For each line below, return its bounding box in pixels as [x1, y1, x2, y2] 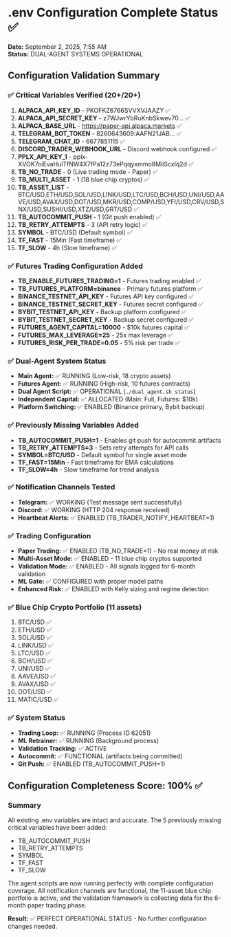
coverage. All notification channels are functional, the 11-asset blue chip [8, 887, 212, 895]
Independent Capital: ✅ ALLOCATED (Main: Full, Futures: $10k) [17, 395, 199, 404]
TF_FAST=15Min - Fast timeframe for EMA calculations [17, 458, 175, 466]
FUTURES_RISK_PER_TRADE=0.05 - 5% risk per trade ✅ [17, 338, 181, 346]
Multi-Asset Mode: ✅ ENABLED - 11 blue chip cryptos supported [17, 555, 202, 563]
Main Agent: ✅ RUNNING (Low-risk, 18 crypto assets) [17, 372, 171, 380]
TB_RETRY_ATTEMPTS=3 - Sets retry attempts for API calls [17, 443, 189, 452]
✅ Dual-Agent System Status [8, 356, 107, 366]
